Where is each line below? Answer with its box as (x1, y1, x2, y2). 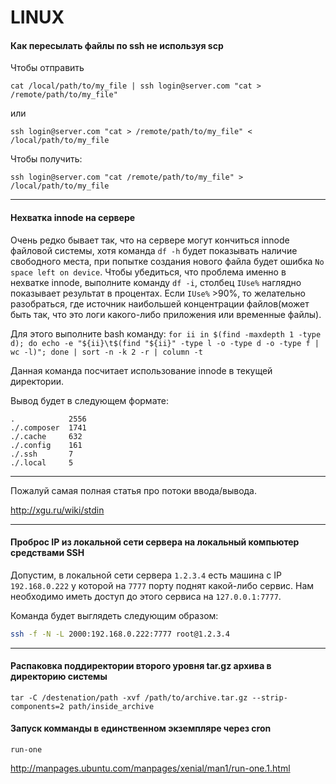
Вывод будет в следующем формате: (10, 394, 169, 406)
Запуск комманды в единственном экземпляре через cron (10, 722, 272, 735)
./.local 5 (10, 457, 74, 468)
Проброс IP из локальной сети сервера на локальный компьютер (10, 536, 300, 548)
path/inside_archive (68, 701, 155, 711)
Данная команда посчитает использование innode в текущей (10, 364, 273, 376)
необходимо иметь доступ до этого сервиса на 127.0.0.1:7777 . (10, 590, 282, 602)
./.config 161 (10, 440, 83, 450)
